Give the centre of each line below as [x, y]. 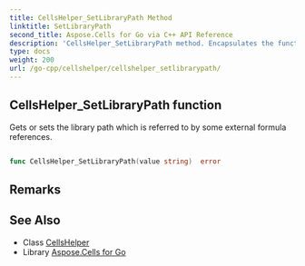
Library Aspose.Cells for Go [74, 251]
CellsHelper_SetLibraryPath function [116, 105]
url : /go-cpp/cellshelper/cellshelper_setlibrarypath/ [115, 69]
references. [31, 136]
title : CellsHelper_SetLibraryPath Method [91, 18]
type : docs [30, 52]
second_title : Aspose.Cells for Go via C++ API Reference [121, 34]
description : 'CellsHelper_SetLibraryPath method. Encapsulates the [142, 43]
